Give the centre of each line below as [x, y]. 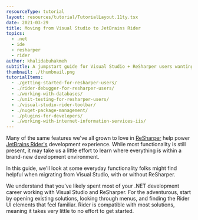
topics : [16, 34]
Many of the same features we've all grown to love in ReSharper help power [98, 138]
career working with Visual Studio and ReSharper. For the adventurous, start [99, 192]
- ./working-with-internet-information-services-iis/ [79, 122]
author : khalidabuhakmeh [37, 61]
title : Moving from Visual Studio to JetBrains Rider [74, 28]
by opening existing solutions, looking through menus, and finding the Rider [98, 199]
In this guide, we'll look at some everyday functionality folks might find [92, 168]
